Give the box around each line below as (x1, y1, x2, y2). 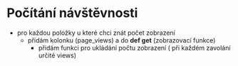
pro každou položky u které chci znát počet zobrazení (16, 28, 176, 37)
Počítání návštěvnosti (6, 5, 138, 21)
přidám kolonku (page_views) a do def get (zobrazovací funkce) (27, 35, 216, 44)
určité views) (38, 51, 76, 60)
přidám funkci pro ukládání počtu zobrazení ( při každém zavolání (38, 43, 231, 52)
